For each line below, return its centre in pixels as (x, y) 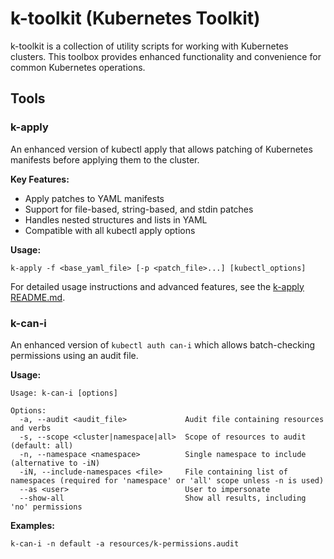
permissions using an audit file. (74, 355)
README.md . (38, 297)
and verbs (31, 428)
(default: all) (42, 445)
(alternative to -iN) (55, 463)
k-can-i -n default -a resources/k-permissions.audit (125, 543)
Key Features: (40, 179)
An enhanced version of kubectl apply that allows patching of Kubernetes (161, 149)
